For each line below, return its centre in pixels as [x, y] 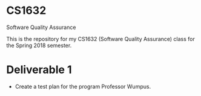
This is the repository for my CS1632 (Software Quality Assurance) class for [101, 39]
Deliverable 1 [39, 70]
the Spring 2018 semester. [39, 45]
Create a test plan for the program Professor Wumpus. [83, 86]
